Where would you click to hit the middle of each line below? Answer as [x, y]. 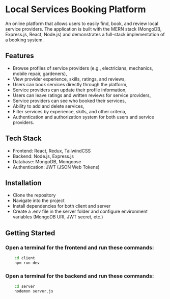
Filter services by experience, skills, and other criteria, [69, 111]
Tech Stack [23, 139]
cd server [25, 287]
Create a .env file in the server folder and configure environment [80, 211]
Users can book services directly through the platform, [70, 84]
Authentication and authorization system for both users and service [83, 117]
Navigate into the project [38, 201]
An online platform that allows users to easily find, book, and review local [82, 23]
